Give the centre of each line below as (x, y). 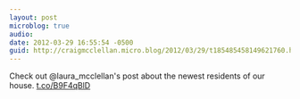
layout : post (33, 17)
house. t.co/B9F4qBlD (50, 86)
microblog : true (39, 26)
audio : (21, 34)
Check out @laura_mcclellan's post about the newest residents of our (137, 76)
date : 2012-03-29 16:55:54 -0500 (71, 42)
